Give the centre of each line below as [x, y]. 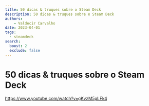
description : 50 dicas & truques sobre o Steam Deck [60, 14]
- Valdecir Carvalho [35, 23]
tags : [10, 32]
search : [13, 42]
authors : [14, 19]
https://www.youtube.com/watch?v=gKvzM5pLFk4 [56, 99]
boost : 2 [18, 46]
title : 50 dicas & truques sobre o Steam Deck [53, 10]
